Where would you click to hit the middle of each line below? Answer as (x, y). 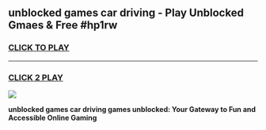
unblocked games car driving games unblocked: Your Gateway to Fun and (132, 109)
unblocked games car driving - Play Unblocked (126, 13)
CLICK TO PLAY (39, 48)
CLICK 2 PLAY (36, 77)
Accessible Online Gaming (53, 117)
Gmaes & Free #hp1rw (63, 26)
